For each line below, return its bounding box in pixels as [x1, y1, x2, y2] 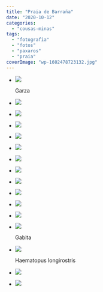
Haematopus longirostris [14, 257, 76, 264]
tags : [6, 31, 20, 37]
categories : [6, 20, 36, 26]
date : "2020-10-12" [6, 14, 55, 20]
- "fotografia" [11, 37, 50, 43]
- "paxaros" [11, 48, 42, 54]
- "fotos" [11, 43, 36, 49]
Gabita [14, 234, 32, 241]
